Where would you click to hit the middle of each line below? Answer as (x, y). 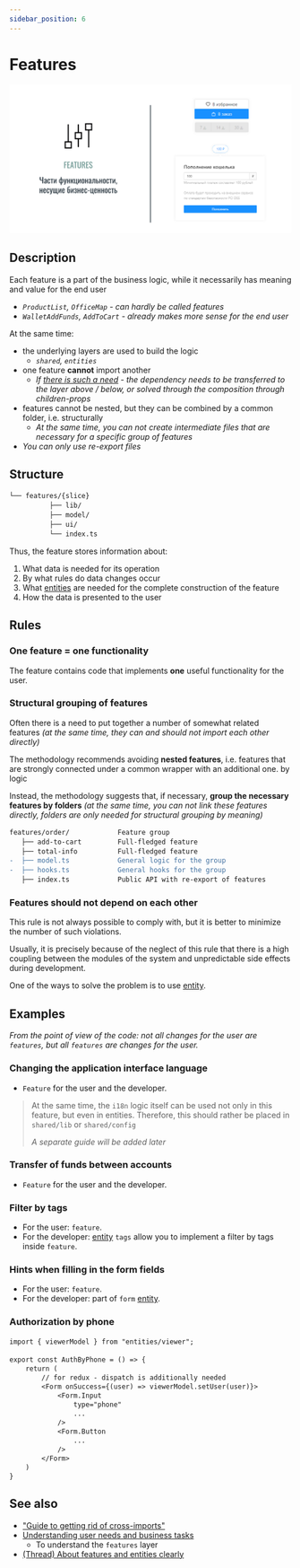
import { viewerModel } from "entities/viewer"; (102, 1342)
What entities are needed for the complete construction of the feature (150, 587)
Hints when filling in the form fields (87, 1270)
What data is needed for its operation (91, 568)
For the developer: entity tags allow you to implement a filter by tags (148, 1237)
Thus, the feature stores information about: (89, 551)
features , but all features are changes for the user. (104, 1045)
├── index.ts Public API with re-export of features (144, 880)
